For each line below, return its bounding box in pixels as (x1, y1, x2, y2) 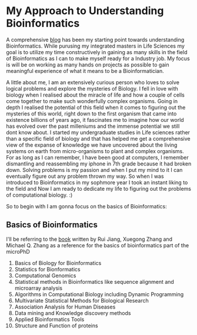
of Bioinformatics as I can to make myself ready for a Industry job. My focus (6, 55, 190, 62)
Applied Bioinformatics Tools (14, 316, 85, 323)
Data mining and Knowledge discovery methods (14, 309, 131, 316)
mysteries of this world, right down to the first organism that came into (6, 110, 177, 117)
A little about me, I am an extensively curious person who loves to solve (6, 78, 179, 86)
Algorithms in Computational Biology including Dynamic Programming (14, 290, 184, 298)
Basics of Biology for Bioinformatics (14, 259, 102, 266)
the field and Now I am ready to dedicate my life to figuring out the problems (6, 185, 191, 192)
